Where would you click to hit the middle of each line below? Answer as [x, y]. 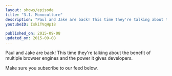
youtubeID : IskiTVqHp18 [31, 24]
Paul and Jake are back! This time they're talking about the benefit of [78, 53]
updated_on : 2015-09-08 [31, 38]
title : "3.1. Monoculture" [34, 15]
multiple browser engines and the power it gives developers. [69, 58]
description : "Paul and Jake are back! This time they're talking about [84, 19]
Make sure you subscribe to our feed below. [52, 68]
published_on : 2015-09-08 [33, 34]
